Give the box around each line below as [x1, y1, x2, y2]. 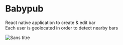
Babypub [5, 3, 44, 14]
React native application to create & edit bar [5, 19, 96, 25]
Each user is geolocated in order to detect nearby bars [5, 24, 118, 30]
